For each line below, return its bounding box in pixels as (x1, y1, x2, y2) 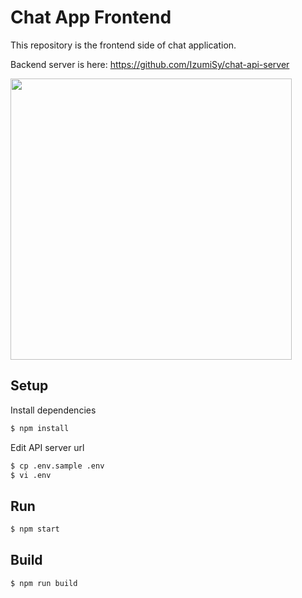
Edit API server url (10, 441, 85, 453)
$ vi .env (10, 470, 52, 480)
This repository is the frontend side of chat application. (10, 39, 237, 51)
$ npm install (10, 423, 70, 433)
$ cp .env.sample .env (10, 461, 105, 471)
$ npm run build (10, 578, 78, 588)
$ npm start (10, 524, 60, 535)
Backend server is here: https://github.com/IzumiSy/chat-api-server (10, 58, 290, 70)
